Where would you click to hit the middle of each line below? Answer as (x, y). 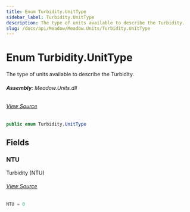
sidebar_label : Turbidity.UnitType (50, 17)
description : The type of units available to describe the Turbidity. (96, 23)
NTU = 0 (16, 204)
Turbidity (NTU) (25, 173)
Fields (18, 143)
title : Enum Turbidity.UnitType (46, 12)
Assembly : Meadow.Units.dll (42, 88)
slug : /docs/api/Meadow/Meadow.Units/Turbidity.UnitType (78, 28)
